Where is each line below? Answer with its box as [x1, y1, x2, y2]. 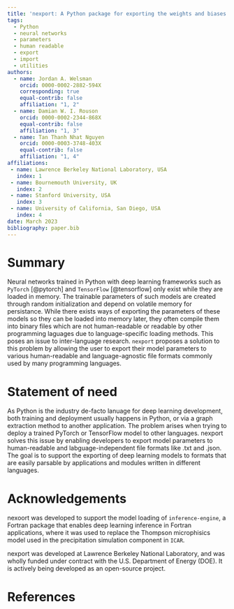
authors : [7, 68, 33, 75]
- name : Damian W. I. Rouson [13, 108, 98, 115]
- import [13, 56, 39, 63]
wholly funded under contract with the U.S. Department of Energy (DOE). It [7, 557, 223, 566]
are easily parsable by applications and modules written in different [7, 459, 201, 467]
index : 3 [16, 198, 42, 206]
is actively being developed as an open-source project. [7, 564, 166, 573]
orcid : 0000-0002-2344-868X [20, 114, 101, 121]
